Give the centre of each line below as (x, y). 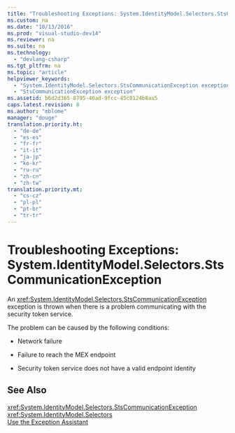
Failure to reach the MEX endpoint (66, 355)
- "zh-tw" (28, 183)
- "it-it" (28, 150)
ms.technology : (29, 53)
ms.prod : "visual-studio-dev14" (54, 33)
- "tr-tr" (28, 215)
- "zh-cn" (28, 176)
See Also (27, 390)
